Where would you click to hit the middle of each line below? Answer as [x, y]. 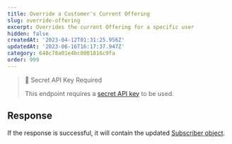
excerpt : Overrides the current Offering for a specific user [101, 27]
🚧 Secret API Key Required [63, 80]
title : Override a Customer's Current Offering [79, 14]
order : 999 [23, 60]
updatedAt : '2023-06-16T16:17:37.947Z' [66, 47]
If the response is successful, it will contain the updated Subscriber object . [116, 133]
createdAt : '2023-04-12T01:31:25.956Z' [66, 40]
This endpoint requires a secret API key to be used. [99, 93]
